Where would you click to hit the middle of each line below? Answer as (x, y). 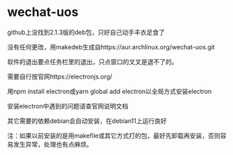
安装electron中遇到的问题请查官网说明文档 (68, 106)
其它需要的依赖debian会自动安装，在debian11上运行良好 (87, 121)
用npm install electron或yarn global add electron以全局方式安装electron (110, 91)
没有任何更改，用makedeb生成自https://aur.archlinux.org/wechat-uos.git (111, 47)
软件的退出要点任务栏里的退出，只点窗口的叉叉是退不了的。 (93, 62)
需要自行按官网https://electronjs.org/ (60, 76)
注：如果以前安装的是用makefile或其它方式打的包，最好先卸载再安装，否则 (114, 136)
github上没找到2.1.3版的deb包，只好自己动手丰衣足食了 (86, 32)
